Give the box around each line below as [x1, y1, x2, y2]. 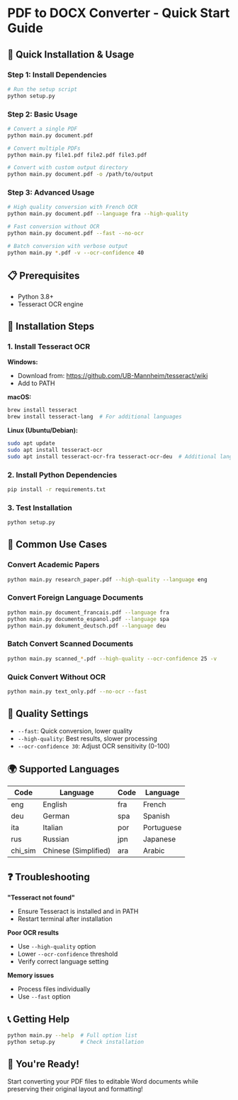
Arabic [142, 846, 165, 856]
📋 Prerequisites [7, 270, 80, 282]
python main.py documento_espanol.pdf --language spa [7, 615, 170, 622]
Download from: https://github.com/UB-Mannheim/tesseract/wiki [17, 372, 208, 380]
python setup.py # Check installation [7, 1038, 144, 1045]
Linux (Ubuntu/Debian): [7, 426, 79, 434]
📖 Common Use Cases [7, 539, 108, 551]
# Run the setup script [7, 85, 78, 93]
